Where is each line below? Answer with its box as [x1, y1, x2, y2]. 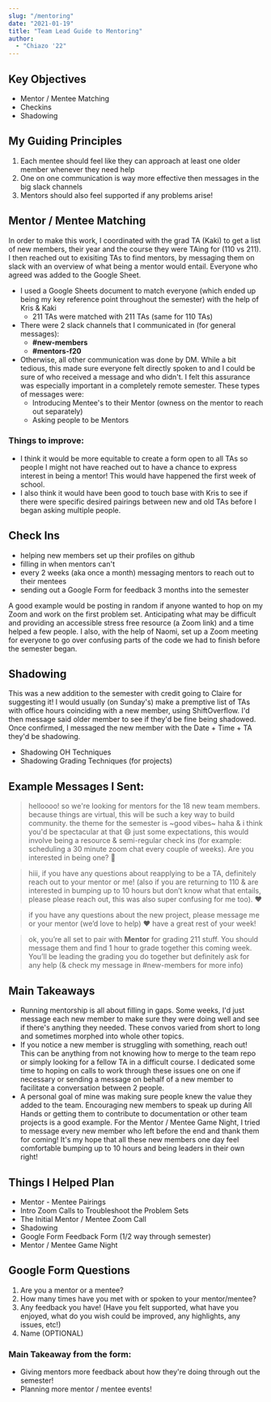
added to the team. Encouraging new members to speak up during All [19, 1100, 252, 1110]
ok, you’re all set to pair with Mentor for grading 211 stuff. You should [28, 935, 259, 944]
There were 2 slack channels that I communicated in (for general [19, 320, 236, 329]
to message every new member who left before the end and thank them [19, 1126, 260, 1136]
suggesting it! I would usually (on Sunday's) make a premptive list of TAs [8, 697, 251, 707]
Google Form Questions [8, 1263, 131, 1278]
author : [8, 34, 35, 43]
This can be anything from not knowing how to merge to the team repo [19, 1048, 256, 1059]
